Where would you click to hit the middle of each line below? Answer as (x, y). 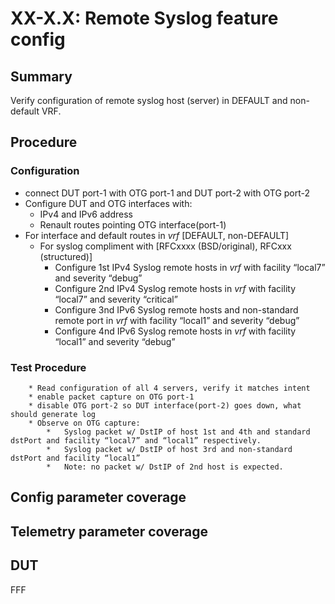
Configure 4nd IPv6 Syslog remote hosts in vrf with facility (175, 331)
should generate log (53, 414)
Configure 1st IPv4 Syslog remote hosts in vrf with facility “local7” (190, 267)
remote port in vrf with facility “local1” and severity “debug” (177, 320)
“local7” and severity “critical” (116, 299)
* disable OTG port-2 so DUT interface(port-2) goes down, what (165, 405)
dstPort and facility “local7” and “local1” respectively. (136, 440)
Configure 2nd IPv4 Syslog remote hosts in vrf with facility (175, 288)
